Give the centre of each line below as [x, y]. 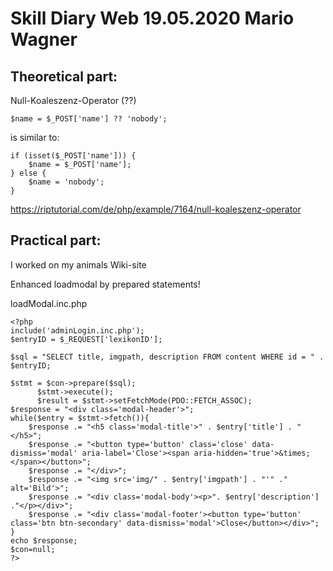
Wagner [44, 39]
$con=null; [33, 549]
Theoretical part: [64, 76]
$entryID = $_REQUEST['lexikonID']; [86, 339]
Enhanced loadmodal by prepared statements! [105, 284]
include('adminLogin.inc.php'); [77, 330]
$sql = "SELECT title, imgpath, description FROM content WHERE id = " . [167, 357]
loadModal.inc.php [49, 303]
